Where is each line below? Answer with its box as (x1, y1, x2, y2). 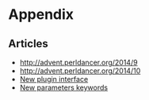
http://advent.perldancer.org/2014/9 (19, 57, 138, 67)
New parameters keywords (19, 83, 109, 92)
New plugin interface (19, 75, 89, 83)
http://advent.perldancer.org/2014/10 (19, 66, 141, 76)
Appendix (8, 6, 74, 24)
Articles (8, 37, 49, 50)
